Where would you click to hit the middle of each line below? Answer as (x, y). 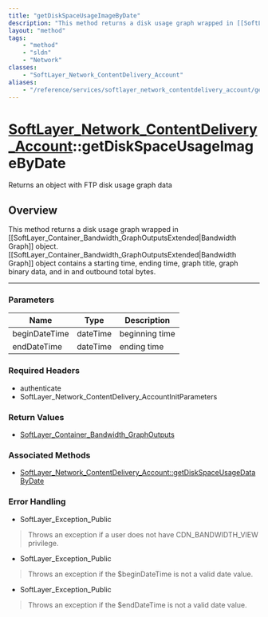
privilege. (43, 543)
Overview (33, 210)
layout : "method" (37, 30)
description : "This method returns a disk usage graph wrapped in (121, 23)
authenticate (40, 388)
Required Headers (44, 371)
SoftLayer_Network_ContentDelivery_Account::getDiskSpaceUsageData (138, 473)
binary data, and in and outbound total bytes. (82, 272)
